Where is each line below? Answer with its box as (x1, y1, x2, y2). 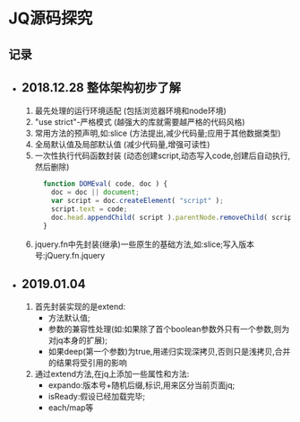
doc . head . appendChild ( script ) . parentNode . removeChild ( (51, 213, 268, 222)
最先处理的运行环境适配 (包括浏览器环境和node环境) (34, 105, 227, 117)
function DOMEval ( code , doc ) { (42, 180, 167, 189)
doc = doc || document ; (51, 188, 140, 198)
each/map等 (47, 402, 94, 413)
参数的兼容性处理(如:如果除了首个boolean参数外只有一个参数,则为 (47, 324, 290, 335)
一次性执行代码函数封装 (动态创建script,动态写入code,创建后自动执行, (34, 150, 291, 162)
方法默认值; (47, 312, 90, 323)
